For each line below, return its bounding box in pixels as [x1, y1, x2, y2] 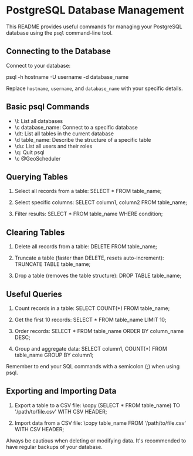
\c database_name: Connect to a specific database [14, 124, 138, 131]
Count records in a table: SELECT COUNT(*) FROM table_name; [14, 305, 170, 312]
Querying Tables [6, 172, 69, 182]
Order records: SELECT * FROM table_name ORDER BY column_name [14, 328, 184, 334]
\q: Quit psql [14, 148, 45, 156]
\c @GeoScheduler [14, 155, 61, 162]
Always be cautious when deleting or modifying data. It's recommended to [6, 437, 187, 444]
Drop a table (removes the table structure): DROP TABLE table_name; [14, 272, 182, 279]
